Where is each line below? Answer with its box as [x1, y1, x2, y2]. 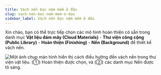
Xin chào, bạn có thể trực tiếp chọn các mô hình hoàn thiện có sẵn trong [5, 30, 150, 35]
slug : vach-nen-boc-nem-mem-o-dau [5, 12, 75, 16]
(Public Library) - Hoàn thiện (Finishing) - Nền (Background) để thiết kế [5, 40, 152, 45]
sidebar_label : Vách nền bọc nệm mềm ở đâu [5, 16, 95, 21]
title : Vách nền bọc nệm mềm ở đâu [5, 7, 77, 12]
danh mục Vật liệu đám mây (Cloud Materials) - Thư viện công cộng [5, 34, 144, 40]
